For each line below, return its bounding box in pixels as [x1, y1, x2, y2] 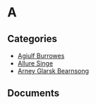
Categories [7, 33, 58, 45]
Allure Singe [17, 59, 54, 68]
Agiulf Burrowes [17, 51, 65, 60]
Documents [7, 87, 60, 100]
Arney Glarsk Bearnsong [17, 67, 90, 75]
